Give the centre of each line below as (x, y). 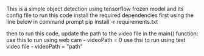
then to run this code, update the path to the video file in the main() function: (102, 33)
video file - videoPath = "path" (45, 46)
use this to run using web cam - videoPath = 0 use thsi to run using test (96, 40)
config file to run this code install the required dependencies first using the (100, 15)
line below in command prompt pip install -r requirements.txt (82, 22)
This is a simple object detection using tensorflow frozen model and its (95, 9)
